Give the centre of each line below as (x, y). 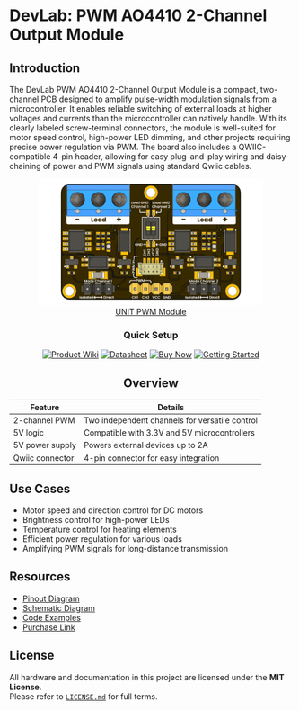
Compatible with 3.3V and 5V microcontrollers (170, 433)
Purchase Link (48, 627)
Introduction (45, 68)
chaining (26, 166)
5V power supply (44, 445)
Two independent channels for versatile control (171, 420)
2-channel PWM (44, 420)
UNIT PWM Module (151, 312)
